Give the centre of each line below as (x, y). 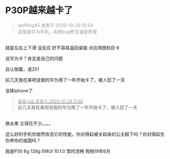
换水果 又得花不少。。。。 (29, 123)
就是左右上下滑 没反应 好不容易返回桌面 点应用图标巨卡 (62, 47)
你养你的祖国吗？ (23, 140)
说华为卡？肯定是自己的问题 (34, 58)
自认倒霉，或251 (22, 69)
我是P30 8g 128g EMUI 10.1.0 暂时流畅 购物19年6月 (58, 151)
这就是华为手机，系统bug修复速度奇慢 (57, 31)
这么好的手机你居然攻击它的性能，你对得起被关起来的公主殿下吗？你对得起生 (85, 134)
